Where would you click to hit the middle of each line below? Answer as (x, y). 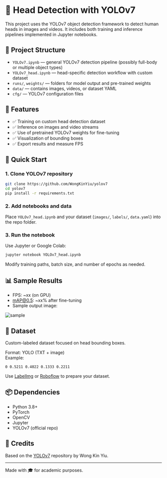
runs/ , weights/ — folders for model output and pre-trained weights (82, 83)
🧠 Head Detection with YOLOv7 (70, 10)
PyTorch (21, 412)
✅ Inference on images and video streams (55, 127)
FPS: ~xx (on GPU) (32, 295)
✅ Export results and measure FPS (48, 144)
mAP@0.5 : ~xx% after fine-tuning (47, 301)
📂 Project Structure (35, 50)
